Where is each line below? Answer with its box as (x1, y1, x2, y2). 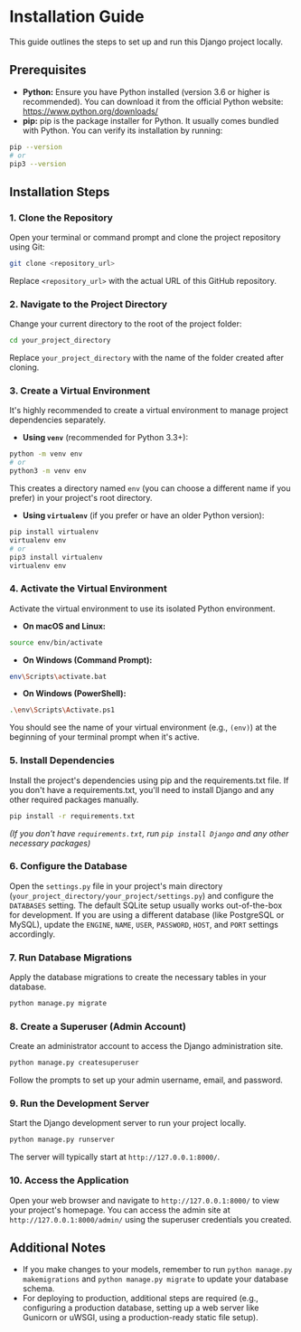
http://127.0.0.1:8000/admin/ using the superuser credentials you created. (9, 1214, 292, 1224)
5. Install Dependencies (9, 754, 115, 767)
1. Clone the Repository (9, 211, 113, 223)
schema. (22, 1283, 55, 1294)
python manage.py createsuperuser (9, 1058, 140, 1068)
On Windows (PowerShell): (22, 688, 127, 699)
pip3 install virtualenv (9, 553, 103, 562)
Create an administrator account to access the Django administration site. (9, 1041, 284, 1052)
